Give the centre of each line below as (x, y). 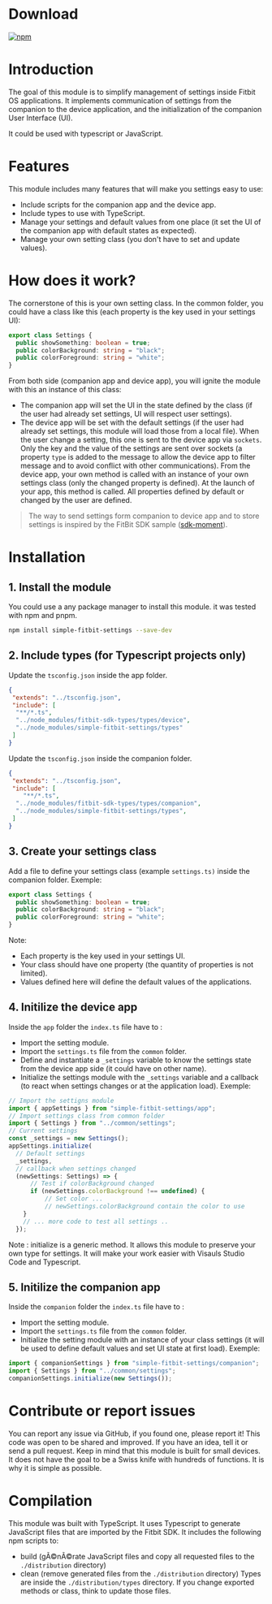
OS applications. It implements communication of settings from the (120, 100)
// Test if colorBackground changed (92, 1184)
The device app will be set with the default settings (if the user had (132, 422)
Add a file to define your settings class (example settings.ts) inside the (129, 871)
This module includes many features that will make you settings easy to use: (136, 188)
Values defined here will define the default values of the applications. (136, 982)
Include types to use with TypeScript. (82, 213)
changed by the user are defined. (76, 500)
